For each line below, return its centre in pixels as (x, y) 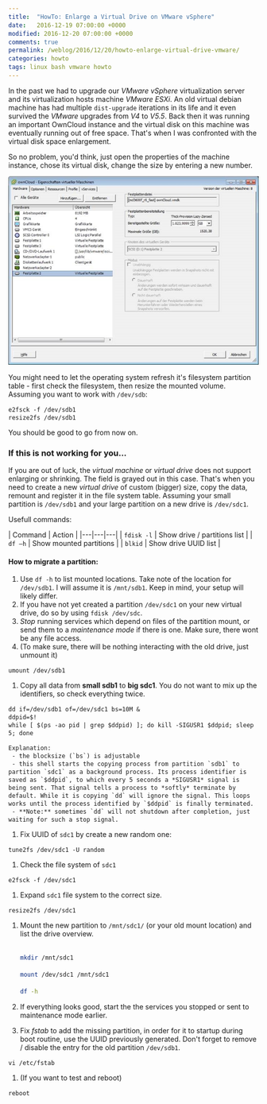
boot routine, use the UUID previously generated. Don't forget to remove (138, 1039)
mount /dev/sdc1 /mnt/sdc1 (64, 974)
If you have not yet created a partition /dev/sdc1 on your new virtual (131, 605)
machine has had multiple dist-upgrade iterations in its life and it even (122, 107)
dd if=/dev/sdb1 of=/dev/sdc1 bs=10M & (74, 710)
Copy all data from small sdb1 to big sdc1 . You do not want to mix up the (138, 686)
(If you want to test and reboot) (71, 1078)
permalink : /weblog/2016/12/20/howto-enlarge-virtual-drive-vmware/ (124, 50)
